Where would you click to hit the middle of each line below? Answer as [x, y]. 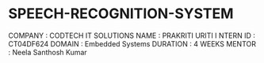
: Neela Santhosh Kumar [48, 52]
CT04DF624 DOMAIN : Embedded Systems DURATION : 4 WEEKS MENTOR [132, 43]
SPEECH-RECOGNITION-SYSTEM [121, 14]
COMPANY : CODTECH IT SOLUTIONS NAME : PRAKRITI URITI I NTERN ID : [132, 35]
